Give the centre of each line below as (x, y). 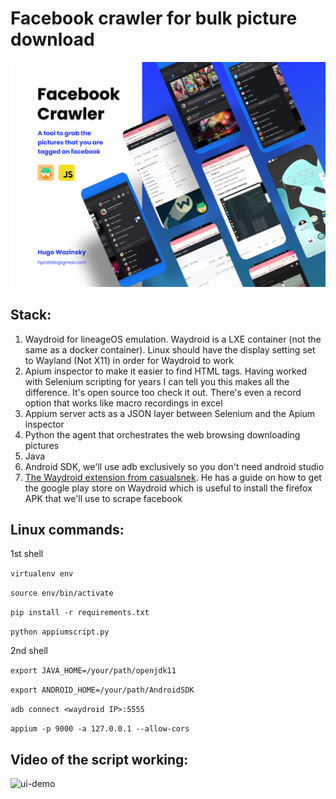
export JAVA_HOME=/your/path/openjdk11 (93, 671)
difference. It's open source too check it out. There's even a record (163, 392)
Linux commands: (67, 529)
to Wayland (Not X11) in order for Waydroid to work (129, 360)
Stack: (31, 315)
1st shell (27, 554)
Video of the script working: (99, 759)
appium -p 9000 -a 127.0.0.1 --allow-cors (100, 729)
